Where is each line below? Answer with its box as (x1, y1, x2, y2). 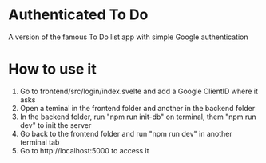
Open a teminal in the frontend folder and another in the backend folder (19, 103, 256, 113)
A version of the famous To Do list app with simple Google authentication (8, 32, 249, 42)
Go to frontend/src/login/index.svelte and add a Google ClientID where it (19, 86, 258, 96)
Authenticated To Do (8, 6, 149, 24)
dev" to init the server (19, 120, 92, 129)
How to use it (8, 60, 97, 78)
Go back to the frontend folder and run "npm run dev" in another (19, 129, 233, 138)
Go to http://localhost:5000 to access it (19, 145, 149, 155)
